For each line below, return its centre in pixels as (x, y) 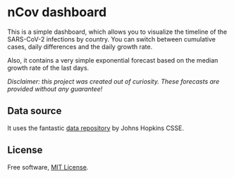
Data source (35, 111)
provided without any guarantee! (55, 89)
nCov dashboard (57, 12)
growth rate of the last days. (48, 68)
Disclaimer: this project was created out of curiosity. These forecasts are (113, 81)
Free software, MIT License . (48, 167)
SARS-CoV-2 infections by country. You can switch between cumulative (112, 39)
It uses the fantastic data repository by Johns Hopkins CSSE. (96, 128)
